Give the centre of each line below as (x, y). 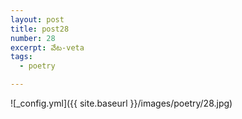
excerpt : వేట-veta (47, 47)
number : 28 (33, 38)
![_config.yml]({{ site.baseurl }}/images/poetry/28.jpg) (121, 103)
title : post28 (40, 29)
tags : (21, 57)
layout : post (37, 19)
